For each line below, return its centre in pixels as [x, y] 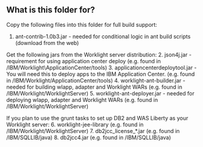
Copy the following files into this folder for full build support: [82, 24]
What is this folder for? [51, 10]
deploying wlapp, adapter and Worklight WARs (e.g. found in [82, 100]
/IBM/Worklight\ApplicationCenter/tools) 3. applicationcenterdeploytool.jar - [101, 67]
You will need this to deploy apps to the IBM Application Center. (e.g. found [101, 74]
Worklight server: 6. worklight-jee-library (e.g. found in [75, 125]
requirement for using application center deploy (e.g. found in [84, 61]
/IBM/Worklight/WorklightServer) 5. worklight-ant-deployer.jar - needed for [101, 93]
